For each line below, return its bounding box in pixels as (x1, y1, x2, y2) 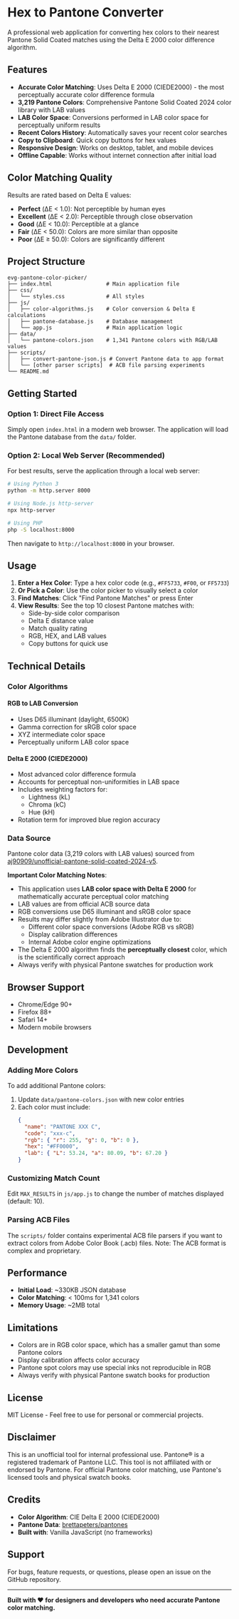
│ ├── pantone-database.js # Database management (7, 318, 174, 326)
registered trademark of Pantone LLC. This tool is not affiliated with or (7, 1458, 212, 1466)
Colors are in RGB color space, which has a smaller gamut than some (17, 1341, 221, 1349)
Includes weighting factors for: (17, 785, 108, 794)
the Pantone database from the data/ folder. (7, 433, 137, 441)
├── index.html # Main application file (7, 281, 180, 288)
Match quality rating (28, 624, 87, 632)
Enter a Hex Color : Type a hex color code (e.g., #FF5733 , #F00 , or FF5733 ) (17, 579, 230, 587)
